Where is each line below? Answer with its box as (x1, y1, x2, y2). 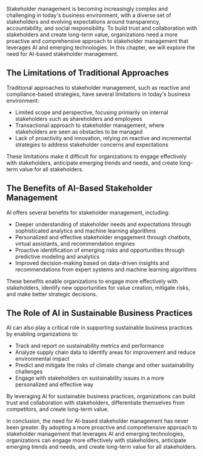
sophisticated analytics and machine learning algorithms (15, 227, 156, 234)
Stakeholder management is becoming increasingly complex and (6, 5, 168, 12)
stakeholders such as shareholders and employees (15, 115, 142, 122)
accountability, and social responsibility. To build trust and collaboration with (6, 24, 198, 32)
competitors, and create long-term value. (6, 406, 109, 413)
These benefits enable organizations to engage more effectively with (6, 277, 178, 285)
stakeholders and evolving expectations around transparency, (6, 18, 161, 25)
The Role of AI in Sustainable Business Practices (6, 308, 193, 318)
